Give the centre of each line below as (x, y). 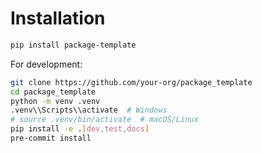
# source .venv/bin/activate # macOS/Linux (104, 120)
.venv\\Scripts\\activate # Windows (89, 110)
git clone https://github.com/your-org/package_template (131, 82)
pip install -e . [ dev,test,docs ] (80, 129)
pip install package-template (73, 45)
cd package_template (53, 92)
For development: (46, 64)
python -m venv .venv (55, 101)
